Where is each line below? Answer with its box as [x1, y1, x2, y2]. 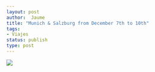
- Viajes [6, 31, 29, 38]
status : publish [6, 37, 48, 43]
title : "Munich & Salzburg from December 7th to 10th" [6, 20, 149, 26]
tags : [6, 25, 20, 32]
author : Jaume [6, 15, 45, 21]
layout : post [6, 8, 40, 15]
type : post [6, 43, 34, 49]
